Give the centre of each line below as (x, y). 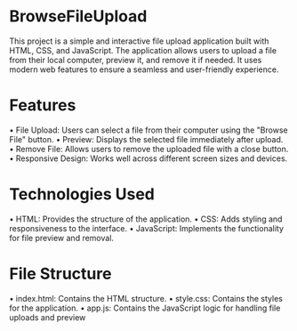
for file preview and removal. (61, 238)
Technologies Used (82, 194)
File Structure (60, 274)
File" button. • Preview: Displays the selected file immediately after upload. (146, 139)
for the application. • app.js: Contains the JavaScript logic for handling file (145, 308)
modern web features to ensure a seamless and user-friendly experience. (144, 69)
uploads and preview (48, 317)
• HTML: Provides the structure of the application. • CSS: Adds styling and (146, 219)
